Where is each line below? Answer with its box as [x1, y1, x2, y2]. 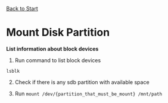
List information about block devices [6, 45, 99, 52]
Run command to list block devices [14, 56, 101, 64]
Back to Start [6, 5, 38, 12]
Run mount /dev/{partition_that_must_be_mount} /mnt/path [14, 90, 163, 97]
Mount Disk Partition [6, 26, 110, 39]
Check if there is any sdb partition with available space [14, 78, 150, 85]
